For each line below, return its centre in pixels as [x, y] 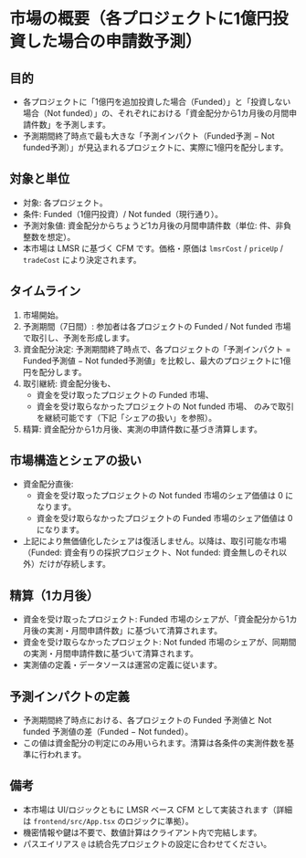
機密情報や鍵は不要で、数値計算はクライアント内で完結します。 [142, 832]
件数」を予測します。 [71, 125]
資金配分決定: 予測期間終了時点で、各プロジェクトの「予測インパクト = [157, 349]
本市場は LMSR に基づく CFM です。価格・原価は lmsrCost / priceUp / [153, 248]
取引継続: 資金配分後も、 [69, 383]
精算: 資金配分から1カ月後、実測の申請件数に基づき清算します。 [142, 429]
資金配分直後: [48, 484]
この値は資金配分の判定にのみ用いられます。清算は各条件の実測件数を [154, 743]
